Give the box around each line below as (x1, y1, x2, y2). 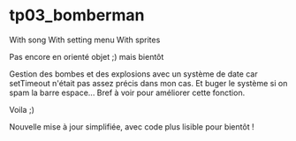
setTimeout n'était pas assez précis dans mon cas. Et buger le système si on (9, 78, 288, 88)
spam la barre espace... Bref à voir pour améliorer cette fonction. (9, 87, 246, 98)
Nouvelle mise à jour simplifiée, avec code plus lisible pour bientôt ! (9, 121, 254, 132)
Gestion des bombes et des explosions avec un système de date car (9, 68, 258, 79)
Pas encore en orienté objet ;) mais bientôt (9, 51, 164, 62)
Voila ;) (9, 104, 35, 115)
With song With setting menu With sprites (9, 34, 161, 45)
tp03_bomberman (9, 5, 145, 26)
